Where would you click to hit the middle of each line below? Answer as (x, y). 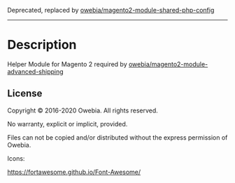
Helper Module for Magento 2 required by (67, 64)
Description (42, 45)
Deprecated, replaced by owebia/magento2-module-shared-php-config (111, 10)
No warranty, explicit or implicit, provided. (67, 124)
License (25, 94)
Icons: (16, 158)
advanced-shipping (36, 71)
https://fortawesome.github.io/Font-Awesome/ (74, 172)
